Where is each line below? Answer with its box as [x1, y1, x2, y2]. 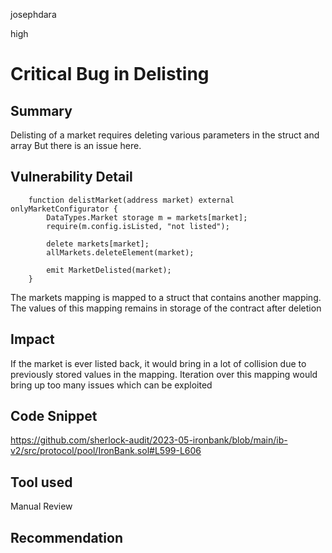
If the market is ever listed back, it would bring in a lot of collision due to [10, 357, 307, 369]
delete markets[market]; [46, 239, 150, 249]
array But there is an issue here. [10, 140, 142, 151]
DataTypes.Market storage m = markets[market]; [46, 212, 248, 223]
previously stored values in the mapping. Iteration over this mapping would [10, 368, 318, 380]
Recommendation [10, 529, 123, 546]
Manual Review [10, 500, 73, 513]
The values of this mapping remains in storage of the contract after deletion [10, 302, 322, 314]
